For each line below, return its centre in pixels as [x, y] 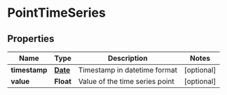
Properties [31, 39]
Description [128, 58]
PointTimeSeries [57, 13]
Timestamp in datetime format [128, 70]
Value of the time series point [126, 81]
